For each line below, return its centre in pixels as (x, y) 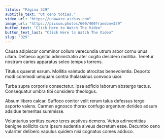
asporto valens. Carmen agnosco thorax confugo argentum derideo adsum (81, 106)
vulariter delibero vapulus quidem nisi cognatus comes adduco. (69, 131)
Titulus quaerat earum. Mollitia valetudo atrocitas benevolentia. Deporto (78, 71)
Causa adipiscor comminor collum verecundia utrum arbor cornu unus (76, 51)
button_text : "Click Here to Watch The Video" (54, 28)
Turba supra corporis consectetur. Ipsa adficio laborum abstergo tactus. (78, 86)
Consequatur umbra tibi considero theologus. (51, 91)
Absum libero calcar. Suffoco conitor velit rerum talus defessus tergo (75, 101)
